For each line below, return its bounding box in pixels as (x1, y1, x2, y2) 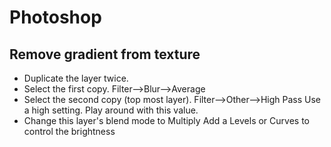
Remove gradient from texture (9, 46, 201, 63)
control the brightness (23, 126, 116, 137)
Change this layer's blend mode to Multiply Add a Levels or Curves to (23, 115, 310, 126)
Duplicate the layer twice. (23, 72, 129, 84)
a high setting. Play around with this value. (23, 104, 199, 116)
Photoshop (9, 6, 102, 29)
